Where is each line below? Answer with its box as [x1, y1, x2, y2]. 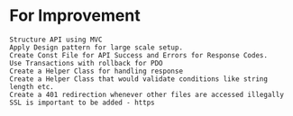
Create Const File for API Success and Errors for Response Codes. [9, 50, 269, 59]
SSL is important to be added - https [9, 98, 155, 107]
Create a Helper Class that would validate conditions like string [9, 74, 269, 84]
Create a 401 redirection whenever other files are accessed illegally [9, 90, 284, 99]
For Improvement [9, 5, 142, 26]
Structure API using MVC [9, 35, 103, 44]
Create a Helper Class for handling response [9, 67, 183, 76]
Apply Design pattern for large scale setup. [9, 42, 183, 52]
